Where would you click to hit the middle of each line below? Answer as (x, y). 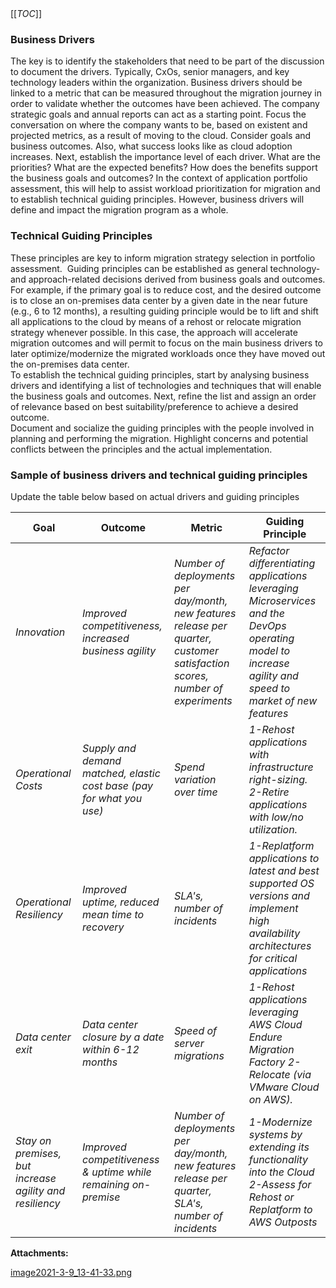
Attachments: (39, 1253)
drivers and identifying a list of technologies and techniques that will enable (166, 385)
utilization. (273, 829)
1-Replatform (281, 845)
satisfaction (201, 663)
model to (269, 650)
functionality (278, 1159)
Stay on (33, 1140)
